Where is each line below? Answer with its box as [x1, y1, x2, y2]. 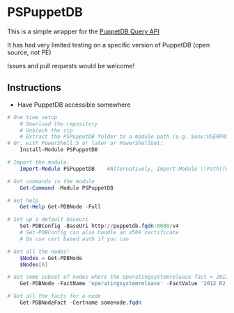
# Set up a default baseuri [7, 216, 89, 223]
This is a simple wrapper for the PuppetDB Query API [7, 27, 160, 36]
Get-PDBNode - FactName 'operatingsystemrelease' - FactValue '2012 [19, 280, 217, 287]
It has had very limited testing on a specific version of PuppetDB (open [7, 40, 210, 49]
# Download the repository [19, 120, 98, 128]
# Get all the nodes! [7, 248, 70, 255]
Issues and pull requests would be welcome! [7, 61, 134, 70]
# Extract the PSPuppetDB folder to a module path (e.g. [19, 133, 189, 140]
